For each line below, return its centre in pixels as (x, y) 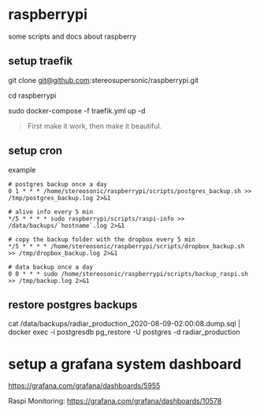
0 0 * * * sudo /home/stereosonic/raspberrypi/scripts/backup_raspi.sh (128, 273)
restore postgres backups (73, 305)
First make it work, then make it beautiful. (95, 126)
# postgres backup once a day (58, 184)
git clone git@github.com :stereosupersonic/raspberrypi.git (104, 80)
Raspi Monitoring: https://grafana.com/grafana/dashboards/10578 (115, 401)
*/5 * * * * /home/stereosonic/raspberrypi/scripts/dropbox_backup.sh (126, 246)
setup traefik (41, 61)
